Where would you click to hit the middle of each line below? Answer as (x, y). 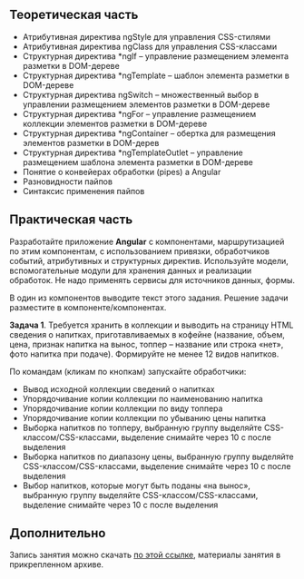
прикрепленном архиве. (57, 564)
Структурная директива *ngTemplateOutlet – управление (132, 152)
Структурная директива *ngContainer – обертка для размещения (149, 133)
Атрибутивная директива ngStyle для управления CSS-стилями (146, 36)
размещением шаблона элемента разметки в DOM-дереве (138, 162)
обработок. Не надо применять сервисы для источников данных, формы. (152, 280)
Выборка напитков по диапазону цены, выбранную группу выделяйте (158, 456)
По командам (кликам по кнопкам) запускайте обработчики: (128, 371)
